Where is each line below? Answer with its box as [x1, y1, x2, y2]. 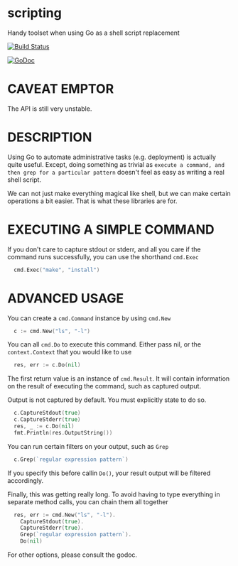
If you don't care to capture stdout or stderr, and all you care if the [7, 245, 201, 254]
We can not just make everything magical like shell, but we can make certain [7, 189, 231, 197]
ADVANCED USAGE [7, 290, 124, 306]
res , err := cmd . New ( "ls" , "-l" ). [13, 511, 116, 518]
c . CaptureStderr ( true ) [13, 416, 81, 423]
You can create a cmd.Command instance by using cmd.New [7, 314, 171, 322]
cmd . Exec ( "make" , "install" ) [13, 266, 100, 273]
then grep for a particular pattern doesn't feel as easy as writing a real [7, 168, 225, 176]
